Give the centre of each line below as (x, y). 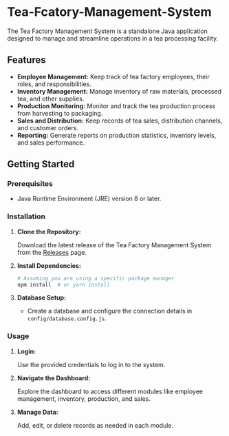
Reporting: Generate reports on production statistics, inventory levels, (117, 135)
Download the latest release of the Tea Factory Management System (114, 245)
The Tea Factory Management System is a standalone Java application (107, 31)
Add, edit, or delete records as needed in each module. (95, 425)
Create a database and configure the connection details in (110, 311)
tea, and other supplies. (51, 98)
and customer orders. (48, 127)
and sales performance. (51, 143)
